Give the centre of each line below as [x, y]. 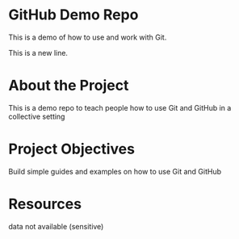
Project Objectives [72, 149]
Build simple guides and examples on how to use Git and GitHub [115, 171]
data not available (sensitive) [56, 226]
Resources [45, 204]
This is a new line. [38, 52]
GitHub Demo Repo [73, 15]
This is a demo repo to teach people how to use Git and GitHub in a [120, 107]
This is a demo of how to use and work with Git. [88, 37]
